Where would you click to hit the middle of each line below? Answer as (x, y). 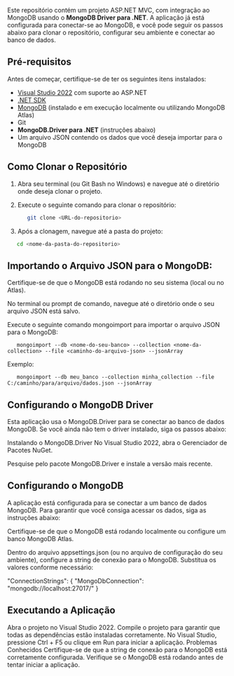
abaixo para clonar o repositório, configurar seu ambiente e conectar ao (111, 32)
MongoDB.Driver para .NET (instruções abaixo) (87, 130)
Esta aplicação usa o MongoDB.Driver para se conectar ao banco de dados (116, 422)
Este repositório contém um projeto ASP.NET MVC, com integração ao (109, 10)
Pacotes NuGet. (30, 450)
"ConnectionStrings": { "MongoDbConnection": (76, 581)
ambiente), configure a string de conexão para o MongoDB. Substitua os (112, 559)
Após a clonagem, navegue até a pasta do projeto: (90, 231)
